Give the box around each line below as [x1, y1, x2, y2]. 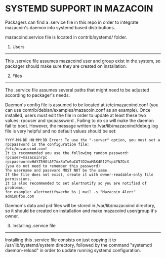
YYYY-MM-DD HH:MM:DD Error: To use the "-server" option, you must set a [5, 137, 161, 142]
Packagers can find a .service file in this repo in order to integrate [5, 19, 139, 25]
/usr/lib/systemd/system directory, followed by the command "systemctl [5, 242, 152, 248]
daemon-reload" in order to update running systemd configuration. [5, 247, 141, 253]
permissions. [5, 176, 32, 181]
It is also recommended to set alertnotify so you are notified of [5, 181, 147, 186]
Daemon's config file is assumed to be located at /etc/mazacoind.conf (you [5, 102, 159, 108]
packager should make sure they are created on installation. [5, 63, 127, 69]
